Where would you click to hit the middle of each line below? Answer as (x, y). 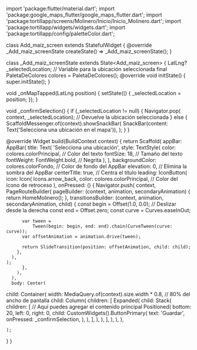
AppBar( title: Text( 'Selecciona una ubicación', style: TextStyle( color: (91, 148)
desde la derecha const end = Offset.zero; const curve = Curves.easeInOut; (98, 210)
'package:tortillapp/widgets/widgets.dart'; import (66, 27)
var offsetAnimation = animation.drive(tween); (81, 236)
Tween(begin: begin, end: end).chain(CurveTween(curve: (102, 226)
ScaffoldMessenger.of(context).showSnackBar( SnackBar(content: (87, 123)
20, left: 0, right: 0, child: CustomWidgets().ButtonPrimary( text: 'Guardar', (96, 313)
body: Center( (29, 283)
